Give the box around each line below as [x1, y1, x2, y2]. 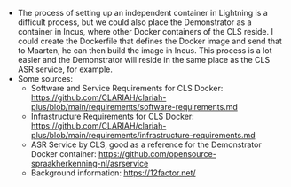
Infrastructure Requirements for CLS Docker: [30, 111, 195, 121]
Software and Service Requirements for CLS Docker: [30, 83, 224, 93]
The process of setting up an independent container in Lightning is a [17, 8, 268, 18]
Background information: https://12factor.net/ [30, 168, 197, 178]
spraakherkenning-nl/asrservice [30, 159, 149, 168]
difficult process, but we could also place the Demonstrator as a [17, 17, 252, 27]
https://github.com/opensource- [98, 149, 217, 159]
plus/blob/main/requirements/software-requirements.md [30, 102, 238, 112]
